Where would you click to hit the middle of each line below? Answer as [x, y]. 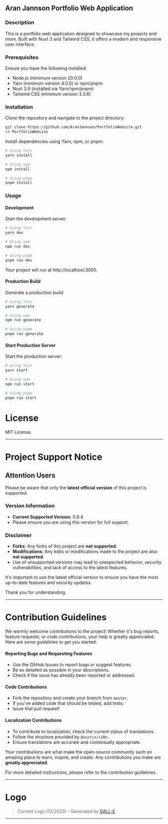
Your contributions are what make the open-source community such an [79, 752]
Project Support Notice [54, 457]
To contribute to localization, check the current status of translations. [83, 731]
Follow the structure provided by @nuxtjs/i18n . [60, 737]
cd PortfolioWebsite [27, 132]
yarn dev [14, 233]
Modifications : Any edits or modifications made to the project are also [85, 552]
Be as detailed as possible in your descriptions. [61, 670]
